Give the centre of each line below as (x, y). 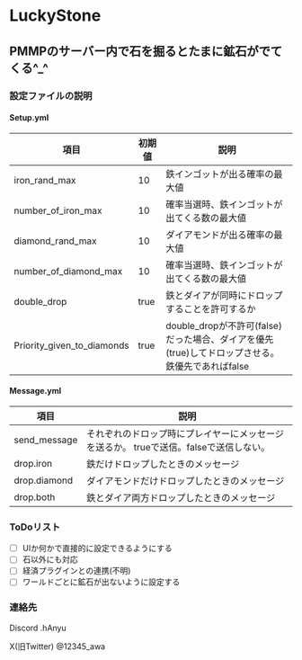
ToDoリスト (35, 527)
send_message (46, 440)
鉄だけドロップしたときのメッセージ (163, 464)
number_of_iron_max (58, 210)
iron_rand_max (45, 180)
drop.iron (33, 463)
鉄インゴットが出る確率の (220, 174)
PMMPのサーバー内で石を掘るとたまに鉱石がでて (146, 51)
